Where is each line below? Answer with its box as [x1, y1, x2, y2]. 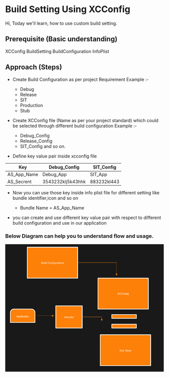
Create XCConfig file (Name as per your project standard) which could [12, 117, 158, 123]
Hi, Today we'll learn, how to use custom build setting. [5, 20, 117, 26]
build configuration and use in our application [12, 220, 107, 226]
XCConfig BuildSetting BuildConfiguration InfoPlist [5, 48, 110, 54]
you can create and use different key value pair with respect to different [12, 214, 161, 221]
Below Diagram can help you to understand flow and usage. [5, 232, 154, 239]
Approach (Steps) [5, 63, 62, 72]
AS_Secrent [7, 178, 32, 185]
